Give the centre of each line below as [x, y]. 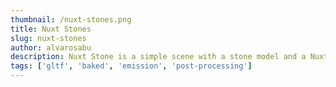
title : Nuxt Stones [51, 29]
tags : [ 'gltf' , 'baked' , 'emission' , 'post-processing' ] [131, 66]
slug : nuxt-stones [48, 38]
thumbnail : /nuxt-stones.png [71, 19]
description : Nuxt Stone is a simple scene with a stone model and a [158, 57]
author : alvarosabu [51, 47]
